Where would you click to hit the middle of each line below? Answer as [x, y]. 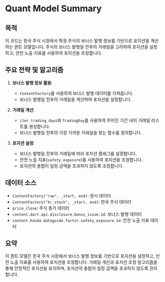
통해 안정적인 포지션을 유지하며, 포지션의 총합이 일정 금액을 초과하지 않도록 [77, 268]
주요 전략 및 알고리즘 [34, 70]
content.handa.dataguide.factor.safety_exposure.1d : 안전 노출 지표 [81, 220]
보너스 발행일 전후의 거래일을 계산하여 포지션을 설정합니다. [76, 99]
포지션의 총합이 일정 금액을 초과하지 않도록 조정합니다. [72, 166]
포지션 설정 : [23, 143]
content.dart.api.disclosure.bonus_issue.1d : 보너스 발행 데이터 [77, 214]
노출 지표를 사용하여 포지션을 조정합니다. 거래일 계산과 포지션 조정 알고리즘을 [84, 262]
